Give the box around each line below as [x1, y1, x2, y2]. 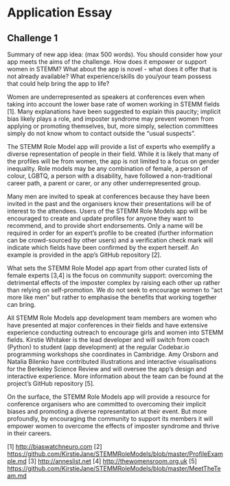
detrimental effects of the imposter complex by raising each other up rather [7, 279, 220, 286]
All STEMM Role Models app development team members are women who [7, 314, 218, 322]
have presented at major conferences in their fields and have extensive [7, 321, 208, 329]
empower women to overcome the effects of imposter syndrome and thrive [7, 422, 220, 430]
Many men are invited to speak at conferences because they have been [7, 192, 210, 200]
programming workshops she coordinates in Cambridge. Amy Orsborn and [7, 350, 218, 358]
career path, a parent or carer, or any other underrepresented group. [7, 179, 201, 187]
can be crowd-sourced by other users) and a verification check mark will [7, 236, 214, 244]
